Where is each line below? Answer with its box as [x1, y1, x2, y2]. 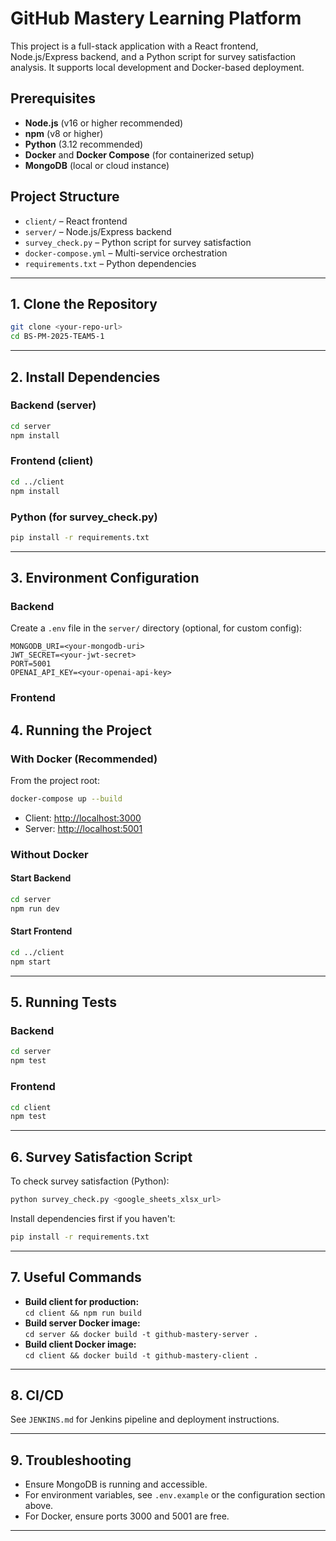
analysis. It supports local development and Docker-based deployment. [10, 61, 305, 73]
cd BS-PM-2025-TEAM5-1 [10, 332, 105, 342]
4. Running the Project [10, 722, 152, 739]
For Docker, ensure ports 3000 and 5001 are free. [24, 1510, 230, 1522]
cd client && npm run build [24, 1308, 142, 1318]
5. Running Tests [10, 994, 117, 1011]
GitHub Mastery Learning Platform [10, 7, 302, 30]
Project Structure [10, 188, 120, 206]
